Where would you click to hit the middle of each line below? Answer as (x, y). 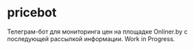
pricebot (32, 13)
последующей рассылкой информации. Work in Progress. (91, 38)
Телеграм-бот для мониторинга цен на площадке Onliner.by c (97, 32)
